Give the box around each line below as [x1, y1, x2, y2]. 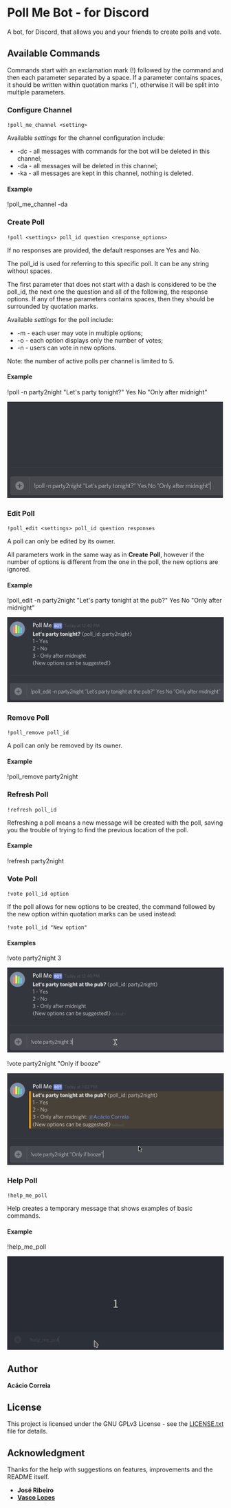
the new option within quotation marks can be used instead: [7, 910, 177, 918]
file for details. [7, 1427, 48, 1436]
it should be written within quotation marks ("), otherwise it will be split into [7, 81, 219, 89]
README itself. [7, 1472, 49, 1480]
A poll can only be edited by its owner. [7, 537, 115, 545]
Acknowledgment [7, 1447, 85, 1459]
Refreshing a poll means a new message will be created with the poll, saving [7, 818, 223, 827]
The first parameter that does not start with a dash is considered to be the [7, 280, 217, 288]
